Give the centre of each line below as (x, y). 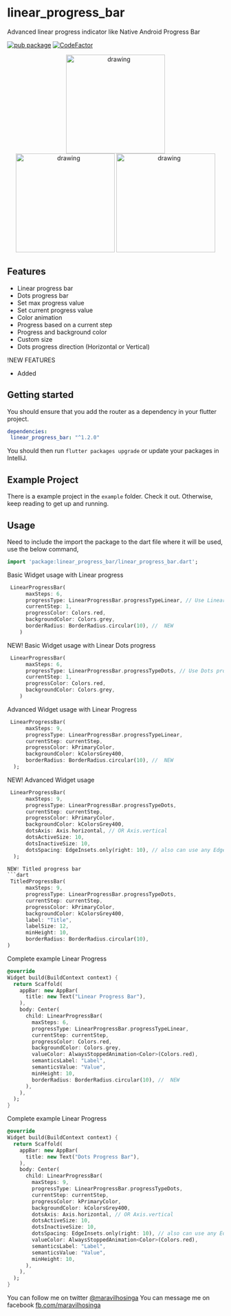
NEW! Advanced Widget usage (51, 780)
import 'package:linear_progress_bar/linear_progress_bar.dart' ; (102, 562)
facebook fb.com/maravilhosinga (54, 1305)
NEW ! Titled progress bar (44, 869)
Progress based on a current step (65, 325)
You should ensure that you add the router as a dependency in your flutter (112, 411)
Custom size (35, 339)
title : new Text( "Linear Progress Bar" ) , (86, 997)
